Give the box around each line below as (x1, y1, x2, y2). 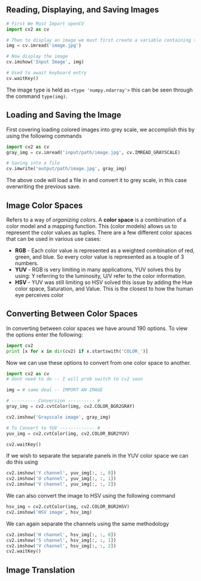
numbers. (14, 259, 39, 267)
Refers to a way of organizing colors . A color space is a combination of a (6, 216, 187, 223)
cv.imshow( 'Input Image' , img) (6, 59, 84, 65)
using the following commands (6, 132, 82, 140)
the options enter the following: (6, 331, 83, 338)
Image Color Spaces (6, 200, 83, 210)
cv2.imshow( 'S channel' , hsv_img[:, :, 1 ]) (6, 537, 117, 543)
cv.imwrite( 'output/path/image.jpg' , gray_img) (6, 166, 127, 172)
